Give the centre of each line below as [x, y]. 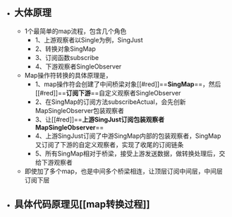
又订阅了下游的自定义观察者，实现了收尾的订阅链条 [109, 144]
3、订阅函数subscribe [67, 57]
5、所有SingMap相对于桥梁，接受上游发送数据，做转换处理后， [127, 153]
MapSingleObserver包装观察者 [80, 110]
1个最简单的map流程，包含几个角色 [75, 31]
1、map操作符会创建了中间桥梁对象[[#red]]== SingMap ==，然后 [128, 84]
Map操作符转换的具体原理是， [68, 75]
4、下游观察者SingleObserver [78, 66]
